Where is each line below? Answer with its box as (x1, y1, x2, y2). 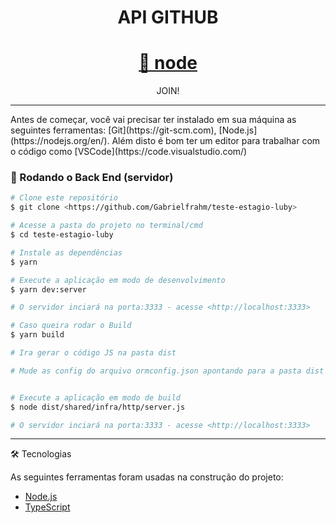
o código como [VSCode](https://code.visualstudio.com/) (10, 146, 248, 158)
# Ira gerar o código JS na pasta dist (10, 348, 177, 358)
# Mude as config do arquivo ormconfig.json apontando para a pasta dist (10, 366, 325, 376)
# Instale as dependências (10, 247, 123, 258)
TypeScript (24, 501, 71, 513)
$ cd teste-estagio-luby (10, 230, 114, 240)
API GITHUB (117, 6, 219, 29)
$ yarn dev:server (10, 284, 87, 295)
